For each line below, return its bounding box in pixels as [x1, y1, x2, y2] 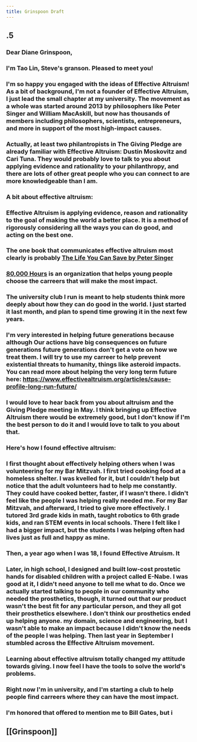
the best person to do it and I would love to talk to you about [6, 420, 180, 429]
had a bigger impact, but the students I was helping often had [6, 526, 185, 534]
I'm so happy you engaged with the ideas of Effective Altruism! [6, 80, 189, 88]
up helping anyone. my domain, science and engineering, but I [6, 616, 188, 625]
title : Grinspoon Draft [6, 8, 65, 15]
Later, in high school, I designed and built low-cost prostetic [6, 565, 181, 573]
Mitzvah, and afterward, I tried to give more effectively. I [6, 504, 169, 512]
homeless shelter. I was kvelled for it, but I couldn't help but [6, 475, 180, 482]
